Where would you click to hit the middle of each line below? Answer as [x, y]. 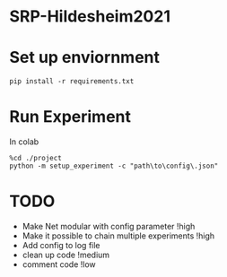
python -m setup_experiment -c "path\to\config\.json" [114, 166]
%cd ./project [36, 159]
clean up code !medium [66, 255]
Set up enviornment [84, 58]
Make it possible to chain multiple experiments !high [118, 236]
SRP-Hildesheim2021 [90, 17]
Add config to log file [61, 245]
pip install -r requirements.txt [72, 82]
